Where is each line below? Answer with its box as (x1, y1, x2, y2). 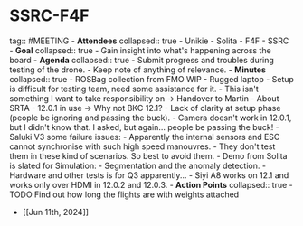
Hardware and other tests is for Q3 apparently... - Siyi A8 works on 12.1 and (9, 169, 289, 181)
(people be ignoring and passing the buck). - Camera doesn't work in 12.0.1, (9, 112, 292, 123)
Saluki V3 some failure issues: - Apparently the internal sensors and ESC (9, 131, 280, 142)
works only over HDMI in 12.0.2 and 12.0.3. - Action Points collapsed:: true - (9, 179, 294, 190)
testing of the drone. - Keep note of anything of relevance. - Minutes (9, 64, 267, 75)
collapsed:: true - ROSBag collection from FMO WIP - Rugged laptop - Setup (9, 73, 294, 84)
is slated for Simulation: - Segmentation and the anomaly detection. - (9, 160, 267, 171)
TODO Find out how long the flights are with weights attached (9, 189, 240, 200)
